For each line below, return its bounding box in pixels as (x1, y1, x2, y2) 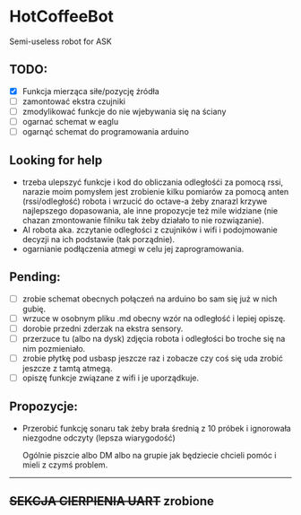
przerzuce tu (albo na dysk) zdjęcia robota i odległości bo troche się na (21, 333, 286, 344)
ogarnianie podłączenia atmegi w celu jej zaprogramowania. (21, 243, 245, 254)
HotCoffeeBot (9, 6, 115, 27)
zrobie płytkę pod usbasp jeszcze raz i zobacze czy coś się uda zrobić (21, 353, 284, 363)
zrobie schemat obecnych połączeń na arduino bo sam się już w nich (21, 293, 278, 304)
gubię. (21, 303, 47, 314)
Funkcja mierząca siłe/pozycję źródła (21, 85, 159, 96)
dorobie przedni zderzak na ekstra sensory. (21, 323, 184, 334)
